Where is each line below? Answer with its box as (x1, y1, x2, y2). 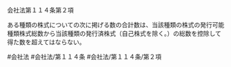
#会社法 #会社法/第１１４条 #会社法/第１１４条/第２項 (7, 52, 162, 61)
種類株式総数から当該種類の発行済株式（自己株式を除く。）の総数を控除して (7, 30, 222, 37)
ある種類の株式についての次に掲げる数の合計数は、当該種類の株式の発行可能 (7, 21, 225, 29)
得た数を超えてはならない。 (7, 38, 86, 46)
